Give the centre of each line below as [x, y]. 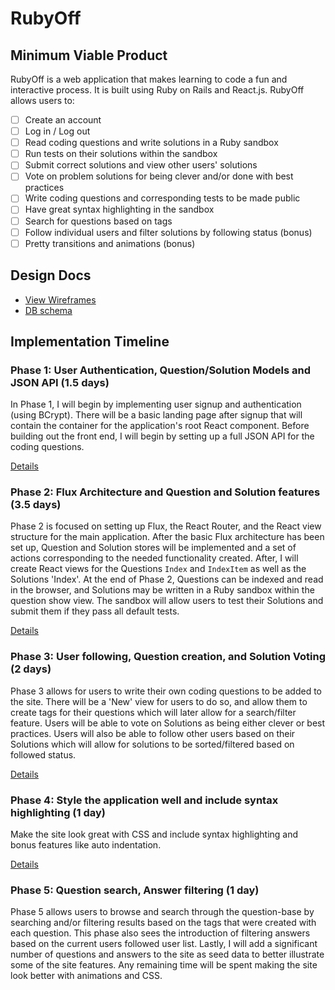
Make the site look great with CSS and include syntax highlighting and [154, 834]
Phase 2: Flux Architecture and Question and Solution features [165, 492]
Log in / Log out [57, 131]
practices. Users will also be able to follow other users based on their [153, 733]
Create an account [63, 120]
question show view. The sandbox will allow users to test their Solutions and [167, 601]
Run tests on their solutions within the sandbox [121, 154]
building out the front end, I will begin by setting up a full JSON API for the [162, 436]
